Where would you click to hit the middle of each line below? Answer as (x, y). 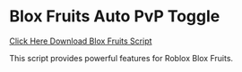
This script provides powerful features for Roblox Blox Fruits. (121, 58)
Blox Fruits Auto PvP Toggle (115, 16)
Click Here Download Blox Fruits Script (81, 41)
